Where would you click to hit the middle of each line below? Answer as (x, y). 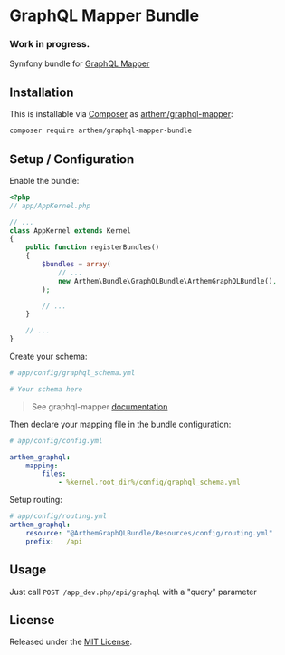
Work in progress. (50, 44)
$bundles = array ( (76, 265)
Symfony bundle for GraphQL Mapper (80, 63)
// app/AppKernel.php (50, 206)
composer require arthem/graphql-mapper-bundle (101, 131)
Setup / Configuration (72, 159)
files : (54, 474)
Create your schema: (48, 356)
